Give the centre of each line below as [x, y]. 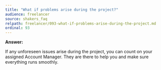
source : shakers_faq [27, 19]
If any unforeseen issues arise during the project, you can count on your [79, 52]
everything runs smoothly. [32, 62]
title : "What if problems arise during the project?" [62, 10]
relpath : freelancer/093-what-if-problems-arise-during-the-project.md [80, 23]
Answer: [14, 42]
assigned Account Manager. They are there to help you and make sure [77, 57]
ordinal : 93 [17, 28]
